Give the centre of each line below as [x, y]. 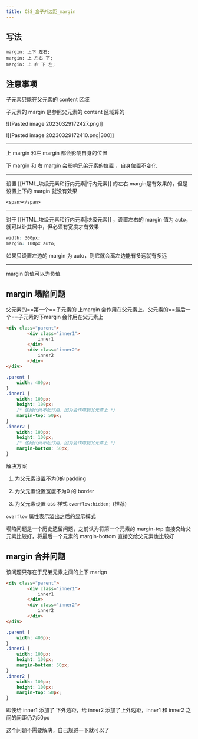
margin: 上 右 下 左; [31, 65]
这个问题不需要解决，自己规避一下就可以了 [58, 730]
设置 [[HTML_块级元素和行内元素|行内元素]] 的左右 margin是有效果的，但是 [97, 184]
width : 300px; [24, 238]
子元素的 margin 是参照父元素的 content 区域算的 [65, 112]
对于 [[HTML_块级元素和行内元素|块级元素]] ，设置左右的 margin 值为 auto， [99, 220]
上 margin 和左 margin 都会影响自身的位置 [57, 153]
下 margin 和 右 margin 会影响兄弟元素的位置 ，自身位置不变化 [82, 165]
